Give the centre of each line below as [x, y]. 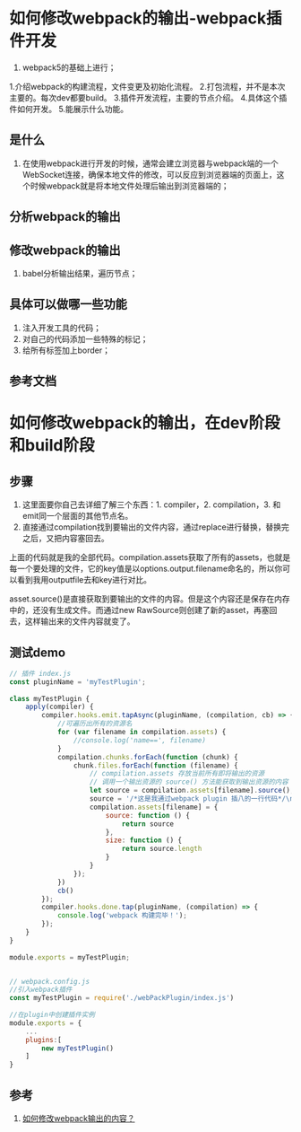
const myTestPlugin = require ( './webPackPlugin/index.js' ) [122, 998]
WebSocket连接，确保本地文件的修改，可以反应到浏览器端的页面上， [150, 174]
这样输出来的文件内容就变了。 [80, 621]
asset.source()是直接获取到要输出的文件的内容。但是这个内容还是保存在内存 [150, 599]
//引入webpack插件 [41, 990]
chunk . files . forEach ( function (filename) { [156, 765]
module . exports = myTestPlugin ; [69, 957]
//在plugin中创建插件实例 [52, 1015]
